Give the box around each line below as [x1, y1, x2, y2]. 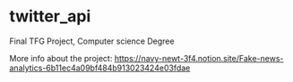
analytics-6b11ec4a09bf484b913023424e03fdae [9, 62, 191, 73]
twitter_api [9, 6, 91, 27]
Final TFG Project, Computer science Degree [9, 36, 175, 46]
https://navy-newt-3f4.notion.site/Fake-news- [114, 53, 284, 63]
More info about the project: [9, 53, 113, 63]
